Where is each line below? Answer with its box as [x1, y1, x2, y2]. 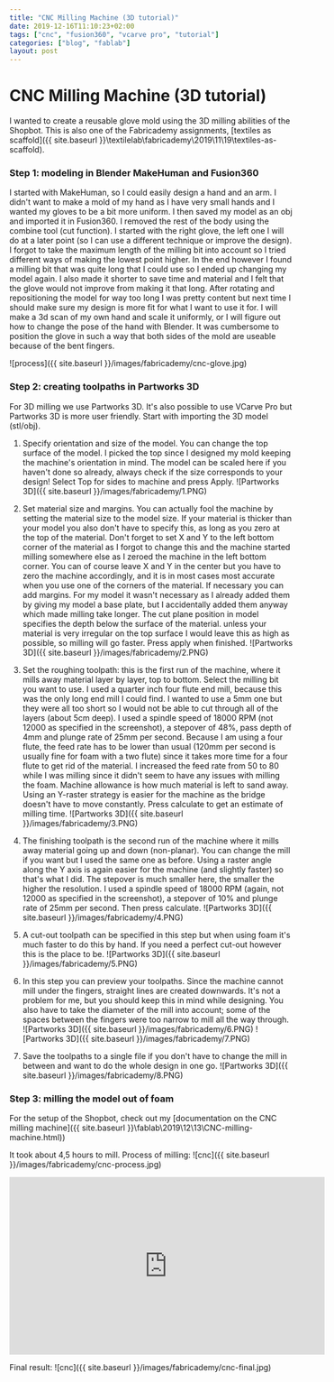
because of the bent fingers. [9, 340, 115, 352]
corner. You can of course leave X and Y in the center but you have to [22, 560, 282, 571]
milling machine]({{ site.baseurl [9, 1122, 126, 1133]
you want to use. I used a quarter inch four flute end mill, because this [22, 683, 282, 695]
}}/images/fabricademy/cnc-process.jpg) [9, 1158, 162, 1169]
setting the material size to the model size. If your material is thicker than [22, 512, 293, 523]
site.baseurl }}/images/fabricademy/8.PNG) [22, 1070, 184, 1081]
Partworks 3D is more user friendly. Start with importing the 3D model [9, 410, 268, 421]
